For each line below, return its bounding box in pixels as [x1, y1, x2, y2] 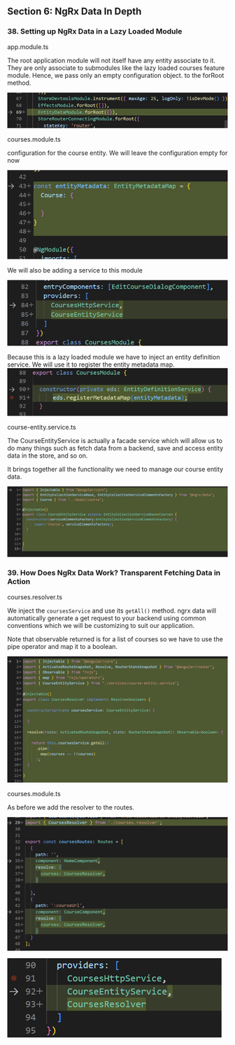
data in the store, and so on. [7, 451, 88, 460]
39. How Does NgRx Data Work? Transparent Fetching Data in [7, 568, 221, 578]
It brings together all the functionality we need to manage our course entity [7, 465, 224, 474]
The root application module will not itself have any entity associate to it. [7, 56, 215, 64]
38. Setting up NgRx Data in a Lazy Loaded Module [7, 27, 183, 36]
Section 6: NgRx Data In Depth [7, 6, 142, 18]
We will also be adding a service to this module [7, 266, 143, 274]
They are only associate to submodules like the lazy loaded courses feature [7, 63, 225, 72]
